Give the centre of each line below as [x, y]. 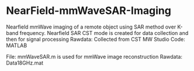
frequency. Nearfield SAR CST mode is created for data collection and [104, 33]
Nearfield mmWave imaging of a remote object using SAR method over [91, 27]
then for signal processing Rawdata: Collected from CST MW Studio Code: [96, 39]
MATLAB [17, 45]
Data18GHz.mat [25, 63]
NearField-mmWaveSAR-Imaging [89, 11]
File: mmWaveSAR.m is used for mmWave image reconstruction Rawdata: [94, 56]
